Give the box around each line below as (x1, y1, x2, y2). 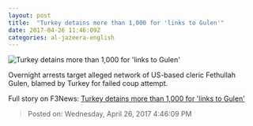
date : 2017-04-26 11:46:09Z (8, 26, 101, 34)
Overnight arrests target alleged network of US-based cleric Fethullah (8, 70, 236, 80)
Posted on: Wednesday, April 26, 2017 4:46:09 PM (27, 109, 192, 119)
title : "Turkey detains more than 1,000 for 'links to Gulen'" (8, 19, 225, 27)
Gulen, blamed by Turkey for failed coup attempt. (8, 79, 168, 88)
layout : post (8, 11, 51, 20)
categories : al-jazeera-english (8, 33, 115, 42)
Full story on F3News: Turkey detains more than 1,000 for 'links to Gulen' (8, 94, 245, 103)
